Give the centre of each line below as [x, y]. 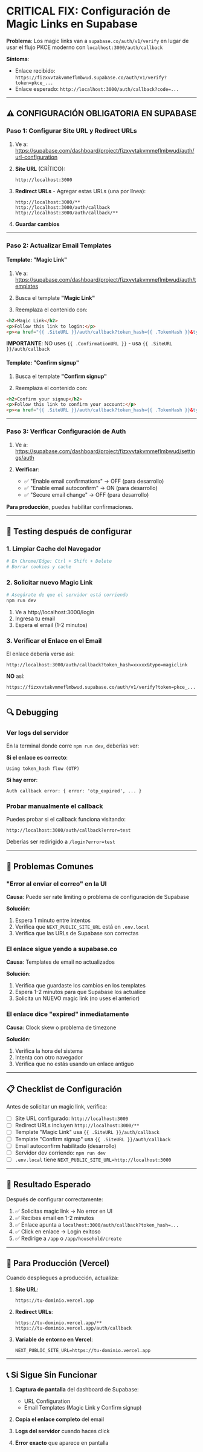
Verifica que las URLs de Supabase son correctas [77, 933]
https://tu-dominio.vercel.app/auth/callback [73, 1328]
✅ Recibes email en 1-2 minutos [54, 1218]
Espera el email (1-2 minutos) [51, 625]
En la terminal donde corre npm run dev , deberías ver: [73, 746]
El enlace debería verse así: [40, 654]
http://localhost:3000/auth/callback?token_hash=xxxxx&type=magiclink [97, 665]
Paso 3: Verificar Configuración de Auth [66, 431]
